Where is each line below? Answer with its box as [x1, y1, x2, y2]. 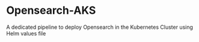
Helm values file [6, 29, 46, 37]
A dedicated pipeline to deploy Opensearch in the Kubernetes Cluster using [6, 23, 194, 31]
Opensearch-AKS [6, 4, 96, 17]
